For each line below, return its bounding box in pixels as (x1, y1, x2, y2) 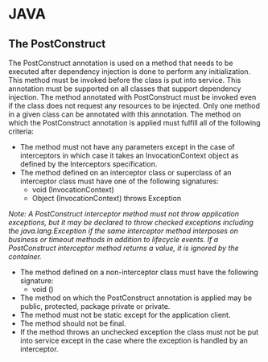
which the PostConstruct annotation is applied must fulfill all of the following (8, 118, 261, 127)
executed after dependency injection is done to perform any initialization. (8, 67, 251, 76)
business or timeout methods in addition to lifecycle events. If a (8, 235, 219, 244)
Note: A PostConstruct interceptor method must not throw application (8, 209, 240, 218)
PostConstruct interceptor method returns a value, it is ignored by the (8, 243, 239, 253)
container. (8, 252, 42, 261)
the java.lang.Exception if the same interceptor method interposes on (8, 226, 239, 236)
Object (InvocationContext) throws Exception (31, 194, 182, 203)
